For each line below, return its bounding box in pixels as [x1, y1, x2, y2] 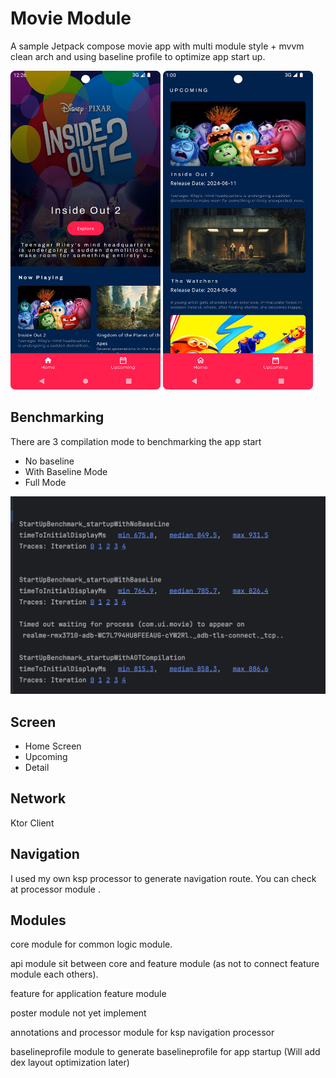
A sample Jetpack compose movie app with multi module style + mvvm [10, 40, 305, 52]
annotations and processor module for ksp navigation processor [10, 1027, 275, 1039]
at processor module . [10, 883, 101, 895]
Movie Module [10, 7, 132, 30]
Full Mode [24, 476, 67, 488]
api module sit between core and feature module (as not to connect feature [10, 958, 320, 970]
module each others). [10, 968, 99, 981]
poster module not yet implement [10, 1007, 147, 1019]
